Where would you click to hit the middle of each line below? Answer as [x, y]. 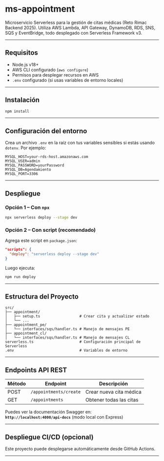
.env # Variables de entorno [66, 351]
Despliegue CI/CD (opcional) [49, 437]
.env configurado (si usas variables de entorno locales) [68, 80]
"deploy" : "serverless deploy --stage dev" [54, 254]
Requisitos [21, 53]
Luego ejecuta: [20, 268]
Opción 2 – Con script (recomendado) [51, 230]
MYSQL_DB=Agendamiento [28, 170]
